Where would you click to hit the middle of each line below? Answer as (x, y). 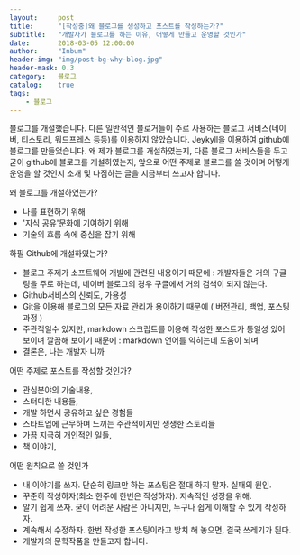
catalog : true (42, 85)
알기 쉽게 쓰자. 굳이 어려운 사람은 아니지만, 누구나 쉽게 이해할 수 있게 (142, 507)
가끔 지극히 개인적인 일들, (67, 435)
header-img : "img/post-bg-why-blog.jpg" (86, 60)
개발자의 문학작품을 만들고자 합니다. (85, 541)
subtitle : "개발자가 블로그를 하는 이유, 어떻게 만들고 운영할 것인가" (128, 34)
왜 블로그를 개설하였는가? (54, 193)
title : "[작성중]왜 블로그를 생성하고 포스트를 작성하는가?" (117, 26)
